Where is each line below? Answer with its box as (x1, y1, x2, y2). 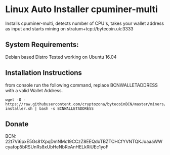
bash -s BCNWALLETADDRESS (39, 106, 94, 111)
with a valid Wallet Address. (5, 87, 63, 93)
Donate (5, 120, 29, 128)
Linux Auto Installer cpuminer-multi (5, 4, 158, 15)
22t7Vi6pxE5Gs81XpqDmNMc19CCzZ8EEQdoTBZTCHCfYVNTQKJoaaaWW (5, 138, 163, 145)
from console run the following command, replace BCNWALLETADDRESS (5, 82, 158, 88)
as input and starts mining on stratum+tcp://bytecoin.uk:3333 (5, 25, 134, 31)
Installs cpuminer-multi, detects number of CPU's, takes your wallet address (5, 20, 164, 26)
